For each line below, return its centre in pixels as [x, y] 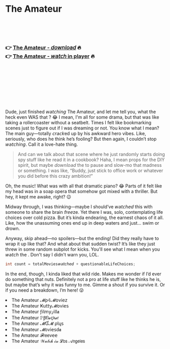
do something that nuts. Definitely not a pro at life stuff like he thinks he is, [83, 279]
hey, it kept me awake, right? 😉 [38, 197]
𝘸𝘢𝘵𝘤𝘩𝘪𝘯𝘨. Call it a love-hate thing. [41, 144]
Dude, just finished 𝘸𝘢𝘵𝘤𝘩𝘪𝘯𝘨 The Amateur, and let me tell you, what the [81, 112]
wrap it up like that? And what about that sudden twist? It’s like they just [80, 244]
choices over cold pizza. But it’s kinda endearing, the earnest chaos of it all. [84, 217]
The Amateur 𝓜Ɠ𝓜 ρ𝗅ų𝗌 [38, 323]
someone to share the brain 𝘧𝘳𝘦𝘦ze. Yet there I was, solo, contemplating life [84, 212]
